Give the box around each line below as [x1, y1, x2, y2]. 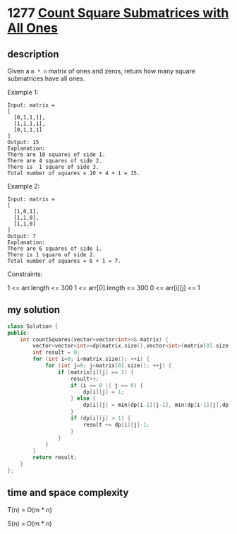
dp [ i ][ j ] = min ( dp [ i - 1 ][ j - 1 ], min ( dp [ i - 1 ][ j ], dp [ [83, 401, 232, 409]
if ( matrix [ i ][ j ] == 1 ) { [57, 369, 134, 376]
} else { [70, 395, 97, 402]
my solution [7, 304, 61, 316]
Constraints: [7, 270, 43, 278]
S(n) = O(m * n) [7, 519, 52, 528]
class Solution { [7, 323, 59, 330]
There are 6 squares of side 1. [7, 245, 102, 252]
